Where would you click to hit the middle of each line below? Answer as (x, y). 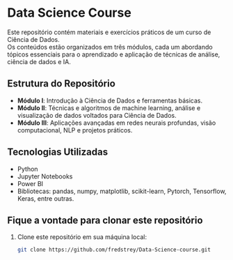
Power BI (30, 183)
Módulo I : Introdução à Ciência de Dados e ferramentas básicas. (110, 100)
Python (27, 169)
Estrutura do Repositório (62, 84)
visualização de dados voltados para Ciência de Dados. (97, 115)
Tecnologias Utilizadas (58, 152)
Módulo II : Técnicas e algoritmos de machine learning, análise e (109, 108)
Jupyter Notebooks (45, 176)
